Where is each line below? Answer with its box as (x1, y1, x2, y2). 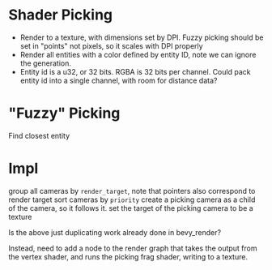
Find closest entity (8, 131, 70, 140)
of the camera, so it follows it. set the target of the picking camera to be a (8, 203, 253, 212)
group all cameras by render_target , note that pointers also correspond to (8, 186, 256, 195)
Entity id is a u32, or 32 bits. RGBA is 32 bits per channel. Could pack (19, 66, 251, 76)
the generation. (19, 58, 71, 68)
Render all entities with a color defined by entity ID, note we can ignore (19, 49, 257, 59)
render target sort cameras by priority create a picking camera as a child (8, 195, 256, 204)
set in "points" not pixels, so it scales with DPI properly (19, 41, 204, 50)
